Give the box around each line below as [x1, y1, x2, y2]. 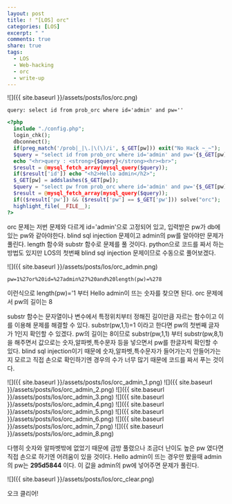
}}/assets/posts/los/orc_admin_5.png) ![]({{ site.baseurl [7, 407, 164, 415]
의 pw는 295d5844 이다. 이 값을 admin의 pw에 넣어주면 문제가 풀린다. [7, 461, 200, 469]
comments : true [7, 36, 51, 43]
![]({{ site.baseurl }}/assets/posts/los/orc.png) [7, 93, 138, 102]
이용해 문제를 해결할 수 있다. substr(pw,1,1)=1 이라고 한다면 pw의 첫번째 [14, 321, 207, 329]
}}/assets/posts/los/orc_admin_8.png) [7, 429, 114, 438]
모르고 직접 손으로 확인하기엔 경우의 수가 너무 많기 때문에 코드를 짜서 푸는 [14, 355, 212, 363]
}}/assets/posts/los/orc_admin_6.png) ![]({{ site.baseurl [7, 415, 164, 423]
